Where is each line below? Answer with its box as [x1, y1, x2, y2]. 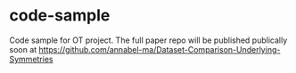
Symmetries [9, 53, 53, 64]
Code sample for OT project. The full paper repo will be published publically [9, 35, 288, 45]
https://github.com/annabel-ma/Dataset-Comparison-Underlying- [38, 44, 281, 54]
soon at [9, 44, 37, 54]
